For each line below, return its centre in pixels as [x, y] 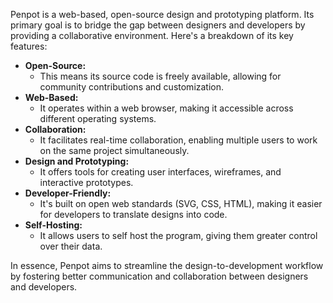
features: [29, 46]
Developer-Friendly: [68, 193]
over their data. [71, 246]
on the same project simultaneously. [114, 150]
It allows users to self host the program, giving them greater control [178, 235]
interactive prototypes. [86, 182]
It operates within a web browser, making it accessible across [166, 108]
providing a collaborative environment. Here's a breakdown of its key [152, 35]
